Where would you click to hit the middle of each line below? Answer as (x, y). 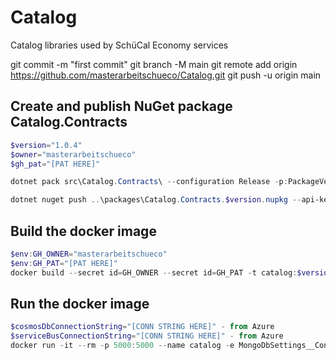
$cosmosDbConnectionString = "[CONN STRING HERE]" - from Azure (142, 327)
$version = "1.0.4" (46, 145)
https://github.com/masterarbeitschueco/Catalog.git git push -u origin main (166, 75)
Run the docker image (80, 303)
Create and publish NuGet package (121, 106)
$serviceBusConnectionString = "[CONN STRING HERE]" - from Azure (147, 336)
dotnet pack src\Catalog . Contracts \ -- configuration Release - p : (149, 182)
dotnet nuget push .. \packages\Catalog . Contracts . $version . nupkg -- (156, 200)
